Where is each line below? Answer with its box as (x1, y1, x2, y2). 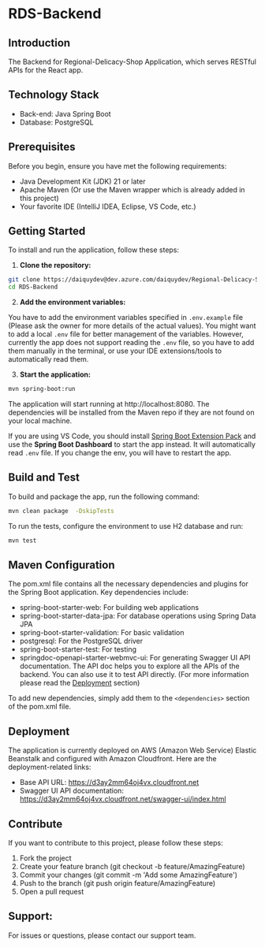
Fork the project (19, 853, 73, 863)
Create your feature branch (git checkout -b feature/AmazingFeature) (19, 862, 246, 872)
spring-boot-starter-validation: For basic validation (19, 628, 185, 638)
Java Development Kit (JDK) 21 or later (19, 177, 146, 186)
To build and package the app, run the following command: (8, 492, 200, 501)
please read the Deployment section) (19, 678, 140, 688)
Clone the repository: (19, 261, 91, 270)
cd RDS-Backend (8, 283, 58, 292)
